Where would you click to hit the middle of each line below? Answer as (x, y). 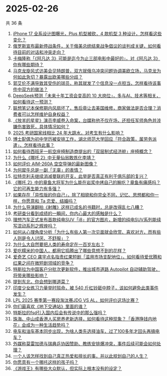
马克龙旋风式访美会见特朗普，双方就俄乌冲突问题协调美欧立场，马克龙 (85, 70)
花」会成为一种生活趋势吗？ (41, 325)
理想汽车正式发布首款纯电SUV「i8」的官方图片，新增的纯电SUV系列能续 (87, 219)
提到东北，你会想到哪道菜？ (41, 281)
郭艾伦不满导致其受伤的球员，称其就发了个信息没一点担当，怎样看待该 (85, 83)
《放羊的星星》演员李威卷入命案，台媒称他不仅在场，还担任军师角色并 (85, 120)
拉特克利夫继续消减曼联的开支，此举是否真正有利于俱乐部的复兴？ (80, 176)
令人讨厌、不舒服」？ (48, 238)
